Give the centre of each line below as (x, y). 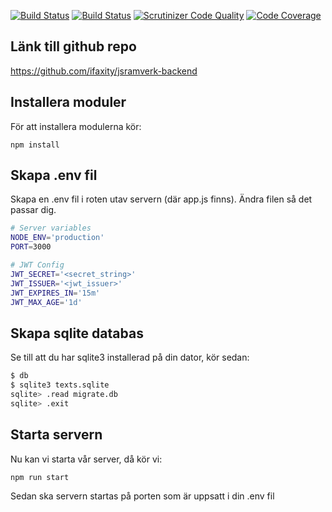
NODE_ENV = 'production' (57, 238)
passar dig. (33, 210)
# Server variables (51, 228)
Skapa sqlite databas (77, 333)
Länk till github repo (73, 46)
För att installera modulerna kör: (76, 126)
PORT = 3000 (31, 247)
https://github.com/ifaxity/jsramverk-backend (104, 71)
